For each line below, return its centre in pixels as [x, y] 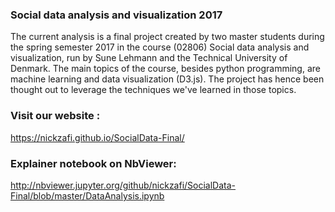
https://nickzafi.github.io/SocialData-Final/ [97, 137]
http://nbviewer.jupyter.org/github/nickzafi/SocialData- [123, 185]
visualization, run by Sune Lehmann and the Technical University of [149, 58]
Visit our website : [55, 116]
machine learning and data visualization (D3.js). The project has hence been [167, 79]
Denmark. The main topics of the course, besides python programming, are [165, 69]
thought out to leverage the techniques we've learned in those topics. [153, 90]
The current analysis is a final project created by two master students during [167, 37]
